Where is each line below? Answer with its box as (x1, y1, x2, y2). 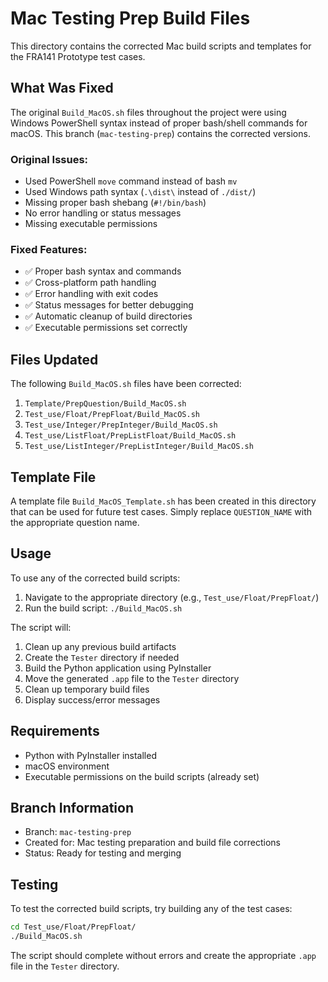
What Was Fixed (10, 80, 114, 97)
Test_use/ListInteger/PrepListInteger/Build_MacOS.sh (24, 442, 254, 452)
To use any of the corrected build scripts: (10, 572, 181, 584)
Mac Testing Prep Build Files (10, 7, 251, 30)
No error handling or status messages (24, 207, 182, 219)
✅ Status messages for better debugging (24, 299, 194, 311)
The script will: (10, 621, 72, 633)
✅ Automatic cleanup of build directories (24, 310, 193, 322)
